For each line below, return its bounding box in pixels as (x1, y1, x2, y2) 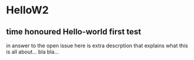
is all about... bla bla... (6, 48, 59, 55)
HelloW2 (6, 3, 49, 17)
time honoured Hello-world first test (6, 27, 142, 37)
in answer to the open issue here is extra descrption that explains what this (6, 42, 189, 49)
